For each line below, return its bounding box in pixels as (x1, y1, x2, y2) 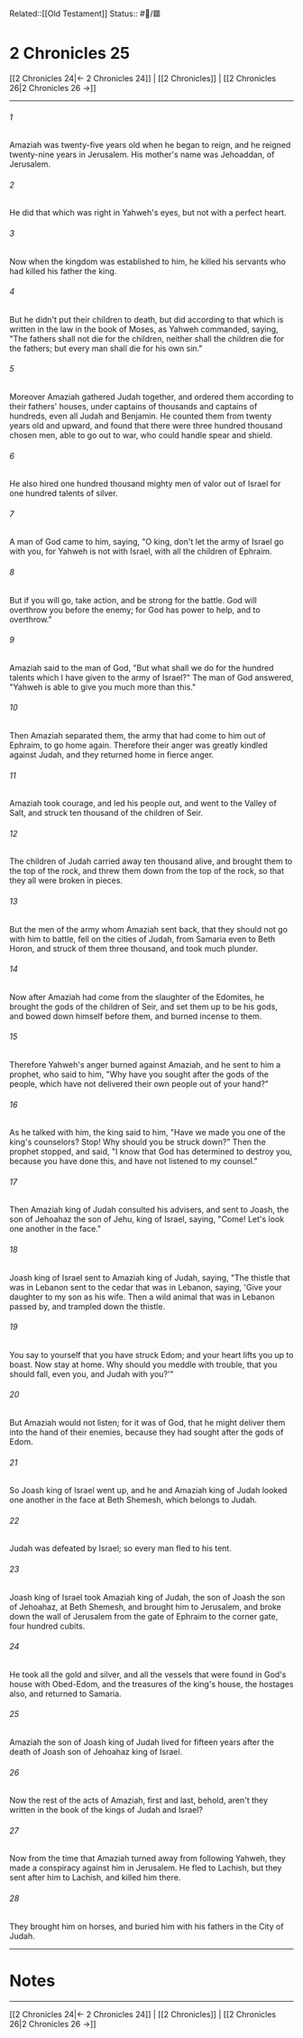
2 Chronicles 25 (9, 43, 131, 64)
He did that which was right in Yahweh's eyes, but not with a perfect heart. (9, 207, 287, 218)
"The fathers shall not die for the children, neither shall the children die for (9, 333, 285, 344)
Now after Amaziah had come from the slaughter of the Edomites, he (9, 991, 265, 1002)
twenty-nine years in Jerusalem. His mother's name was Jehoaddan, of (9, 149, 275, 161)
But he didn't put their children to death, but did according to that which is (9, 314, 284, 325)
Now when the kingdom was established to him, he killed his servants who (9, 256, 287, 267)
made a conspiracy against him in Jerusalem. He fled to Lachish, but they (9, 1862, 282, 1874)
